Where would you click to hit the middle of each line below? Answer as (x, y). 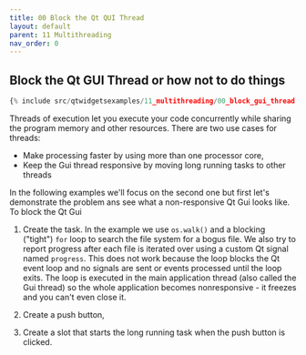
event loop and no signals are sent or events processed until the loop (152, 268)
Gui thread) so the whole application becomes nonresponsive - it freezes (160, 287)
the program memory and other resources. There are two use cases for (143, 127)
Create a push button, (63, 314)
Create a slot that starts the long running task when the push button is (153, 332)
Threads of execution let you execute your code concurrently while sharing (150, 118)
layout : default (40, 26)
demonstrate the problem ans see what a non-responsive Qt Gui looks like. (150, 202)
